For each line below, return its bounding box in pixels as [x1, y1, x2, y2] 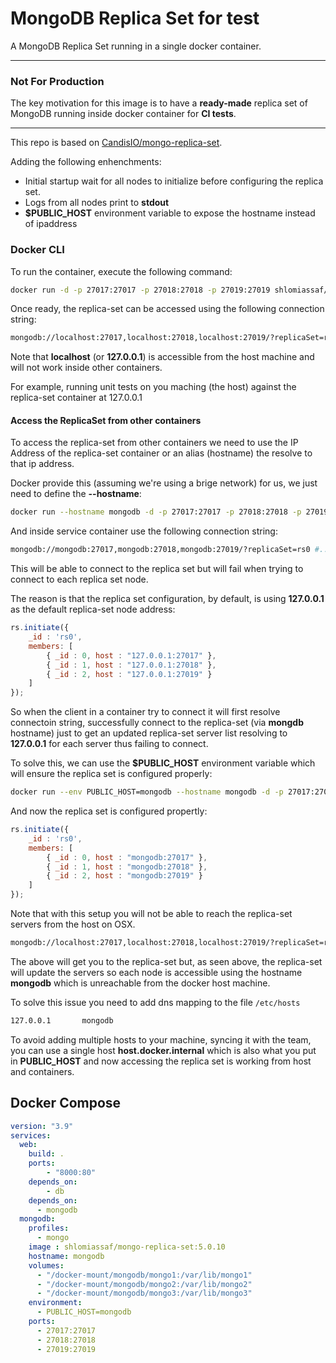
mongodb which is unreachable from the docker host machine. [10, 977, 271, 989]
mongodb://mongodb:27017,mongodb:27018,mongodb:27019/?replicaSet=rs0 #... [10, 545, 333, 555]
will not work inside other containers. [10, 362, 163, 374]
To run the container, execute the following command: [10, 265, 233, 277]
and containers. [10, 1065, 75, 1077]
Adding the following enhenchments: [10, 156, 162, 168]
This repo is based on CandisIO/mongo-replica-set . [10, 137, 223, 149]
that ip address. [10, 458, 75, 470]
